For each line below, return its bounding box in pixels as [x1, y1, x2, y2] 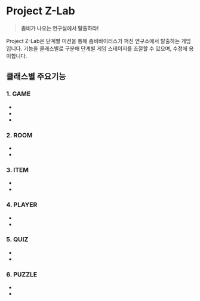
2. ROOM [6, 131, 33, 139]
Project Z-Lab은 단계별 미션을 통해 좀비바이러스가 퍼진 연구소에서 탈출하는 [6, 37, 180, 44]
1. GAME [6, 90, 31, 98]
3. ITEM [6, 165, 29, 174]
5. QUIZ [6, 235, 29, 244]
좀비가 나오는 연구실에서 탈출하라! [20, 24, 99, 32]
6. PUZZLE [6, 270, 38, 278]
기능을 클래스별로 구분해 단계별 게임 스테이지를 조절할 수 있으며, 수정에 [23, 45, 188, 52]
